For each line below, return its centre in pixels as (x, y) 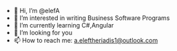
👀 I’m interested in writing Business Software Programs (92, 18)
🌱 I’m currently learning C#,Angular (64, 25)
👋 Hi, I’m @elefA (37, 11)
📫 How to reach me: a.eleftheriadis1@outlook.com (86, 40)
